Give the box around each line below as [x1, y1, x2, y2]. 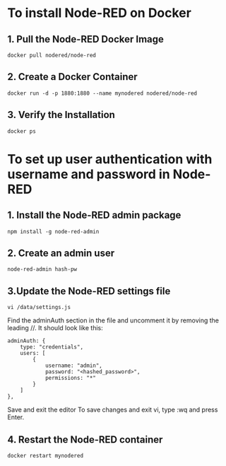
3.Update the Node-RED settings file [7, 285, 171, 297]
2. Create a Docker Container [7, 71, 138, 83]
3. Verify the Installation [7, 109, 115, 121]
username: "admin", [44, 362, 102, 369]
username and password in [7, 166, 171, 182]
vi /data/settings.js [7, 304, 71, 311]
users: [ [20, 350, 46, 357]
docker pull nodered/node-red [7, 52, 97, 59]
